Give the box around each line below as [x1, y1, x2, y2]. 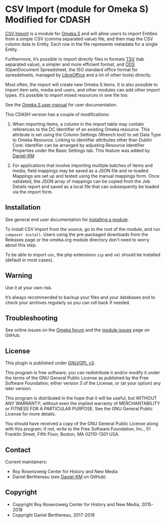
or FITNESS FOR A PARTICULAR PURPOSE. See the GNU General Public [5, 406, 153, 412]
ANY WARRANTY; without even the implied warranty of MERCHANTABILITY [5, 401, 161, 407]
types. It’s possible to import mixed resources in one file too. [5, 92, 129, 98]
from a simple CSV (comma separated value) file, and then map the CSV [5, 36, 153, 42]
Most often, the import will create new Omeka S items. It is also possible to [5, 81, 158, 88]
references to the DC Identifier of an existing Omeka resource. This [12, 126, 150, 132]
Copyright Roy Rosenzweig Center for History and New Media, [12, 501, 141, 507]
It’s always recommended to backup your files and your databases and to [5, 294, 156, 300]
